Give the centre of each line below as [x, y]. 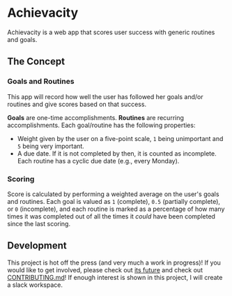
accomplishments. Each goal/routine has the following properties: [101, 125]
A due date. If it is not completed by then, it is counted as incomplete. [117, 153]
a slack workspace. [35, 285]
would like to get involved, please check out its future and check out [105, 269]
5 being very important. [51, 146]
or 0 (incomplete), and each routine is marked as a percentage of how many [116, 209]
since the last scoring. [39, 223]
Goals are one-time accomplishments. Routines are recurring [96, 117]
